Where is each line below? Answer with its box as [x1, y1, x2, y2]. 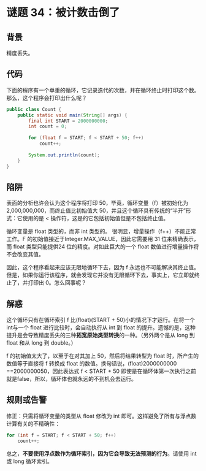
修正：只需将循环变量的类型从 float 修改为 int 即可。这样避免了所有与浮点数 [6, 412, 197, 419]
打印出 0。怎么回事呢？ [27, 279, 87, 286]
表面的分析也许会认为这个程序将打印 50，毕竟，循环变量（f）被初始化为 [6, 199, 189, 207]
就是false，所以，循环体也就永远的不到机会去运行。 [6, 375, 137, 383]
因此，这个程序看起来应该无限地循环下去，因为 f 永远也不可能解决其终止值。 [6, 264, 200, 271]
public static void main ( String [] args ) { [17, 112, 128, 118]
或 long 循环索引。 [6, 458, 53, 465]
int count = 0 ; [28, 123, 67, 129]
